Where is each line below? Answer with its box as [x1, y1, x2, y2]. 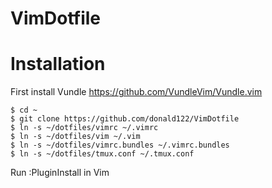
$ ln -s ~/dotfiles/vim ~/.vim [10, 132, 141, 142]
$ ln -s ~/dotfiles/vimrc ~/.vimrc [10, 123, 159, 133]
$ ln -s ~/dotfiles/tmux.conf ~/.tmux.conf [10, 149, 195, 159]
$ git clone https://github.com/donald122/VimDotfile [10, 114, 240, 124]
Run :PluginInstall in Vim [10, 167, 110, 179]
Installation [10, 53, 106, 76]
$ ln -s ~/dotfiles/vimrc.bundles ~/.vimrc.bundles [10, 140, 230, 151]
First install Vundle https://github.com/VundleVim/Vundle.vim [10, 86, 263, 98]
